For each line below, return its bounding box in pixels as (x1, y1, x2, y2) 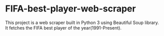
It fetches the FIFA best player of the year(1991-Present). (5, 24, 121, 30)
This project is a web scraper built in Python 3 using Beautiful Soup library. (5, 19, 159, 25)
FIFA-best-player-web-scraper (5, 3, 136, 14)
